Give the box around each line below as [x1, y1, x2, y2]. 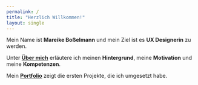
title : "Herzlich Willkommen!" [6, 14, 85, 20]
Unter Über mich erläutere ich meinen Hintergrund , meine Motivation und [6, 54, 193, 62]
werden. [6, 42, 27, 50]
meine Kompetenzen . [6, 60, 61, 68]
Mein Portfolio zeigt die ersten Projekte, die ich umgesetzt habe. [6, 72, 168, 80]
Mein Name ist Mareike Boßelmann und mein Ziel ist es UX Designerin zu [6, 37, 191, 44]
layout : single [6, 20, 45, 26]
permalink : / [6, 8, 39, 15]
